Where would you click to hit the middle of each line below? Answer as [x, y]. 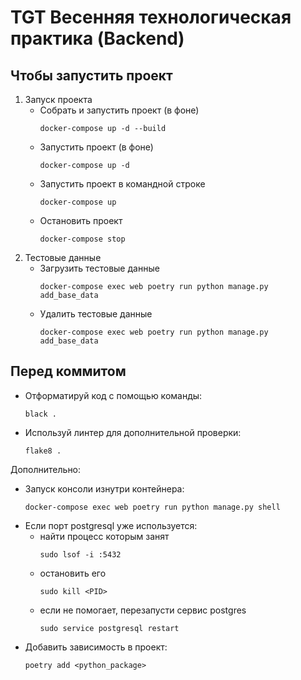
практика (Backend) [97, 38]
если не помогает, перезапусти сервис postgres [143, 610]
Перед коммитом [68, 371]
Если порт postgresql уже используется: [111, 525]
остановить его [73, 573]
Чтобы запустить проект [91, 75]
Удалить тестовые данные [96, 314]
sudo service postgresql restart [109, 628]
